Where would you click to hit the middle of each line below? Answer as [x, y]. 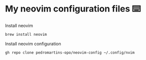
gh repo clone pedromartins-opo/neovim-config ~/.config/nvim [70, 52]
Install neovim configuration [33, 44]
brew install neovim [26, 34]
